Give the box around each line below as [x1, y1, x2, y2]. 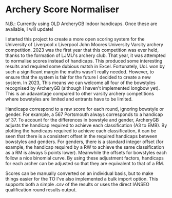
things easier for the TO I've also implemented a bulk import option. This [5, 175, 158, 182]
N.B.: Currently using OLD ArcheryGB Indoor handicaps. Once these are [5, 21, 158, 27]
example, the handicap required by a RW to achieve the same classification [5, 144, 164, 150]
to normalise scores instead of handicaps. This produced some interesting [5, 57, 163, 64]
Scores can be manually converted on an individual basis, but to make [5, 170, 154, 176]
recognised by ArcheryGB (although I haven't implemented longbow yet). [5, 85, 160, 91]
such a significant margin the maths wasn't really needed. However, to [5, 68, 154, 75]
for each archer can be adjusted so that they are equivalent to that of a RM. [5, 160, 164, 166]
